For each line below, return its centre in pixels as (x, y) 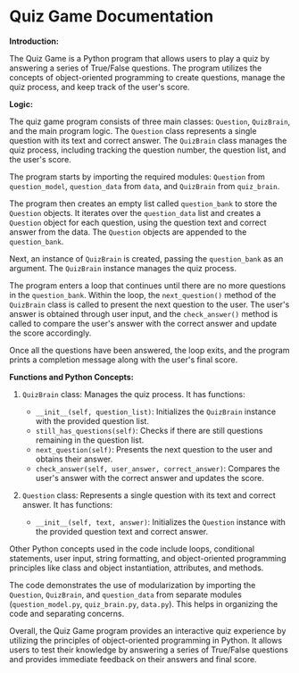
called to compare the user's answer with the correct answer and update (143, 323)
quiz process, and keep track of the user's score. (100, 87)
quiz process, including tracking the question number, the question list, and (148, 150)
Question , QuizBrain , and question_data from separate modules (126, 594)
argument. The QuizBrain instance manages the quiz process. (123, 268)
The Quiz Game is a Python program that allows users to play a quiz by (140, 58)
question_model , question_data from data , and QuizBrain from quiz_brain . (145, 186)
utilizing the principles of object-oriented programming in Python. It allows (146, 640)
